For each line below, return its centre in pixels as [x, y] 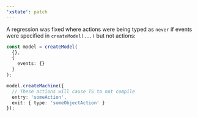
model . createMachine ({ [35, 85]
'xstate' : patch [27, 12]
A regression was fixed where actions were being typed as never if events [99, 29]
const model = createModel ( [42, 47]
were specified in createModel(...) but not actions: [71, 35]
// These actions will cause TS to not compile [74, 92]
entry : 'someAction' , [39, 97]
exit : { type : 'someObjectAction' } [58, 103]
